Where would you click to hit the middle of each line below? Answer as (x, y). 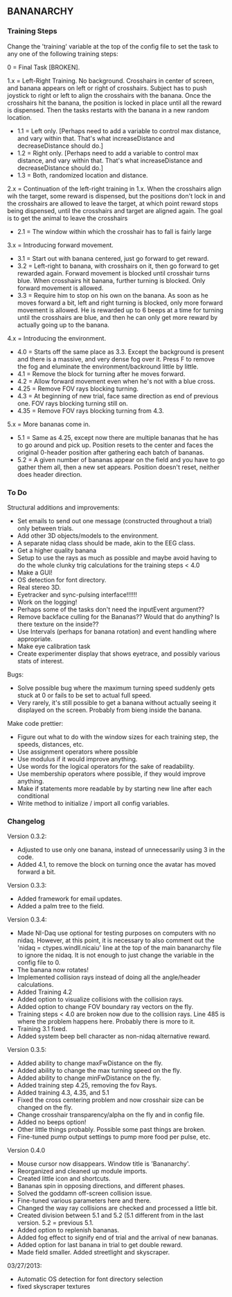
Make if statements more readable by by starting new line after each (115, 788)
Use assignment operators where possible (78, 752)
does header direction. (50, 474)
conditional (33, 796)
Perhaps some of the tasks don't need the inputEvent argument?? (111, 609)
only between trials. (45, 528)
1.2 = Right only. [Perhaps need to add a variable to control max (108, 153)
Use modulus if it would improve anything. (77, 758)
